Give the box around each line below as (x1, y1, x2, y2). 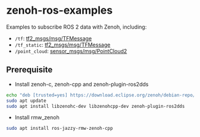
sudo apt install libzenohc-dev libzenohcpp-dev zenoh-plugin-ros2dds (6, 103, 185, 109)
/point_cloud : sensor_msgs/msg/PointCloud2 (14, 47, 127, 54)
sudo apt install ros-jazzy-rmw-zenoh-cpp (6, 126, 113, 132)
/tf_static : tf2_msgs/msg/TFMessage (14, 41, 111, 48)
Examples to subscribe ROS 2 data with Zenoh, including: (6, 23, 147, 30)
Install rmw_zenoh (14, 114, 60, 121)
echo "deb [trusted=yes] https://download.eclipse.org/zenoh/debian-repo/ (6, 92, 196, 98)
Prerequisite (6, 65, 53, 75)
